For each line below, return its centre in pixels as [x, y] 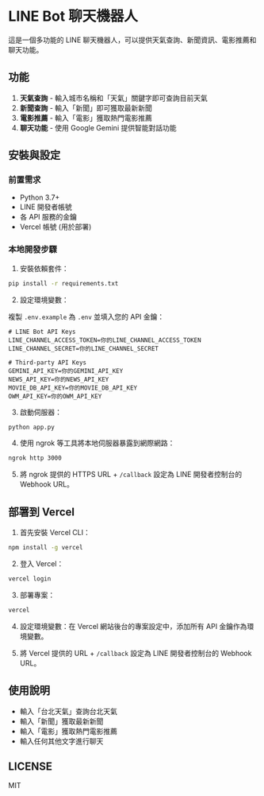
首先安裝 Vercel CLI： [55, 533]
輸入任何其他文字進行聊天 [61, 741]
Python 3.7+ [40, 198]
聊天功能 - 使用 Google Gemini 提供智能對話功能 [98, 127]
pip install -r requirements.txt [63, 283]
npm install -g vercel [46, 548]
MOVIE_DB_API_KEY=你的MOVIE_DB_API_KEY [73, 388]
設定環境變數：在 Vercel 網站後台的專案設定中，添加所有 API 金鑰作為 [133, 626]
